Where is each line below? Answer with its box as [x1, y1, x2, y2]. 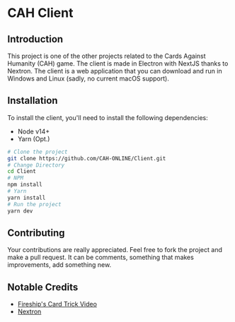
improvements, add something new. [7, 261, 112, 269]
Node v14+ [17, 127, 50, 136]
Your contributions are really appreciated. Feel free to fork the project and [7, 246, 223, 254]
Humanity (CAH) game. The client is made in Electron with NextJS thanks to [7, 59, 229, 68]
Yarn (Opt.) [17, 134, 50, 143]
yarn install [7, 194, 46, 201]
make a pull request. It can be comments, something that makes [7, 253, 195, 262]
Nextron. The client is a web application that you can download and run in [7, 67, 222, 75]
